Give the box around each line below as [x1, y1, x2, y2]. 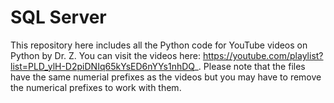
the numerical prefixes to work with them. [10, 81, 182, 93]
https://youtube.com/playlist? [202, 49, 324, 61]
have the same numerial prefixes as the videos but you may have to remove [10, 71, 322, 83]
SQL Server [10, 6, 107, 29]
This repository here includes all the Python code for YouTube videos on [10, 39, 308, 51]
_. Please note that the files [194, 60, 306, 72]
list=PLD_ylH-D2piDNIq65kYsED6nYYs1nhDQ [10, 60, 195, 72]
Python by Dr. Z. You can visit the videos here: [10, 49, 201, 61]
